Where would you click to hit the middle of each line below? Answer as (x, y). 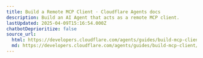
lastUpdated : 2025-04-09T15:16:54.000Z (56, 23)
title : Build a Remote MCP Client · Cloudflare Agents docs (84, 12)
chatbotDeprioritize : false (42, 29)
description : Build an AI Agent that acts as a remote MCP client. (93, 18)
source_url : (21, 34)
